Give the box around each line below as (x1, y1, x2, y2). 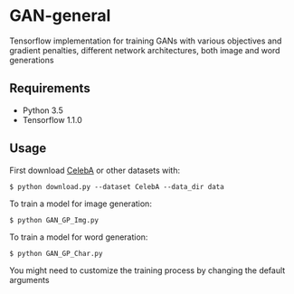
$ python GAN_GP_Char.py (9, 249, 103, 258)
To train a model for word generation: (9, 232, 148, 242)
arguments (9, 274, 50, 285)
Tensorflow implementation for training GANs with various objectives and (9, 35, 282, 46)
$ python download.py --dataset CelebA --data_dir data (9, 182, 224, 191)
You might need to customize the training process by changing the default (9, 264, 286, 276)
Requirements (9, 81, 90, 96)
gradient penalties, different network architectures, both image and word (9, 44, 280, 55)
